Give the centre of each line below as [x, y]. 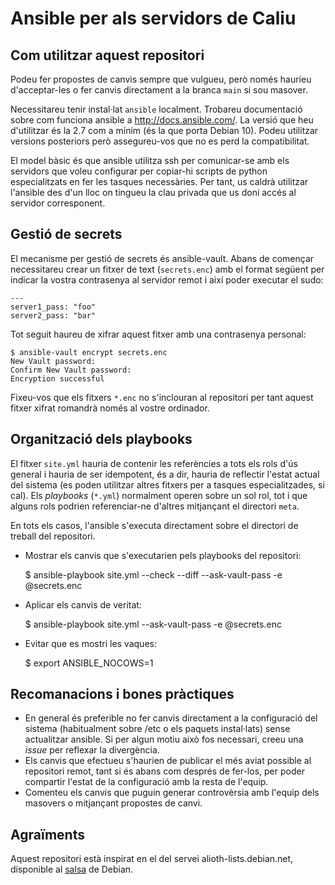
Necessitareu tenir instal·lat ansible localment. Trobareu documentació [156, 109]
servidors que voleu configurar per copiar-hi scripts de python [139, 171]
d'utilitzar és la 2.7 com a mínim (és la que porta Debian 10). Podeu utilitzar [164, 130]
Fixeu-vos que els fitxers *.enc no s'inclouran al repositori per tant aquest [162, 397]
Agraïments [47, 834]
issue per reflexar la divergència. [92, 750]
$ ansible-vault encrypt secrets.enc [89, 352]
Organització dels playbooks [101, 439]
